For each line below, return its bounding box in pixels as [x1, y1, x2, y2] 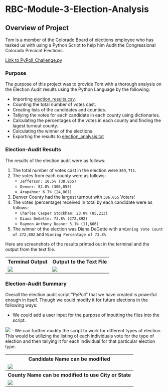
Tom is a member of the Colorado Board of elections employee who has [5, 37, 154, 43]
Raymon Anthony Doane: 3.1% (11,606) [20, 221, 99, 226]
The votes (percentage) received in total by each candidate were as [12, 199, 153, 205]
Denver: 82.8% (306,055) [20, 184, 72, 189]
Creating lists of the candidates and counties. [12, 107, 107, 113]
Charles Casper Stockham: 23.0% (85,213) [20, 211, 108, 216]
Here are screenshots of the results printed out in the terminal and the [5, 241, 149, 247]
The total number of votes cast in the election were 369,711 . [12, 167, 136, 173]
